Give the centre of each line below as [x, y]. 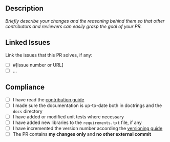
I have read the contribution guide [48, 99]
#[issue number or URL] [38, 65]
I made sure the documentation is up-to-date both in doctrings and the [87, 105]
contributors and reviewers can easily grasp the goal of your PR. [74, 26]
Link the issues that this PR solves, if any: [49, 55]
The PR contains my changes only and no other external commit [82, 134]
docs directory [27, 111]
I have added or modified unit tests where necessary [68, 117]
